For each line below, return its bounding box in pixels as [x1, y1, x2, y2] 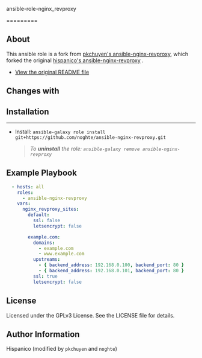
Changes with [6, 86, 60, 96]
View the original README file [14, 68, 90, 75]
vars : [17, 200, 31, 207]
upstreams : [32, 257, 61, 263]
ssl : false [32, 217, 61, 224]
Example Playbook [6, 168, 77, 178]
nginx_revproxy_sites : [22, 206, 79, 213]
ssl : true [32, 273, 58, 280]
